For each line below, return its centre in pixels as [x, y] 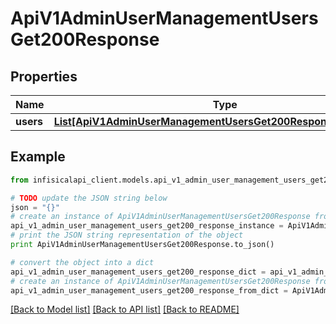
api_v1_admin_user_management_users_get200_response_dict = [138, 272]
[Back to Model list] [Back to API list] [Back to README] [125, 309]
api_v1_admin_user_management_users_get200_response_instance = [147, 226]
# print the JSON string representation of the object [127, 235]
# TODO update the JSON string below [89, 198]
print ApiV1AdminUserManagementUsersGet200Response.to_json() [142, 245]
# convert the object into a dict [82, 262]
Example [38, 157]
